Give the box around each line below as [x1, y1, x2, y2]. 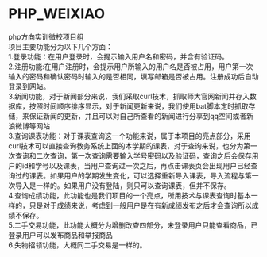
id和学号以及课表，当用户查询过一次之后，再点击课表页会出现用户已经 [21, 160, 251, 171]
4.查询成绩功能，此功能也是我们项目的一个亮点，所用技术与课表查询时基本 [8, 190, 252, 200]
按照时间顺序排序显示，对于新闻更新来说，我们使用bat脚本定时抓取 [29, 101, 249, 111]
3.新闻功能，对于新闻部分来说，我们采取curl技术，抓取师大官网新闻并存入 [8, 91, 250, 101]
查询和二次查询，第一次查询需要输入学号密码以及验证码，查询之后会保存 [14, 151, 252, 160]
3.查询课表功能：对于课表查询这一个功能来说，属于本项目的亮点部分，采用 [8, 131, 252, 140]
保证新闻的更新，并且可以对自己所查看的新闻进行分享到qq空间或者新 [29, 111, 254, 121]
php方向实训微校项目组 [8, 32, 84, 41]
